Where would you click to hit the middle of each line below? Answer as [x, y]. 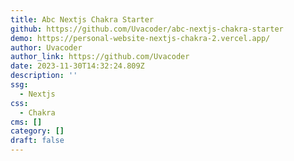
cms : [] [26, 122]
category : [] [37, 131]
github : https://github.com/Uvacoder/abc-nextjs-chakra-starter [147, 29]
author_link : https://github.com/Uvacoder [100, 57]
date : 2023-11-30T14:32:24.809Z [77, 66]
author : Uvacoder [46, 47]
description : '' [44, 76]
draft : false [37, 141]
